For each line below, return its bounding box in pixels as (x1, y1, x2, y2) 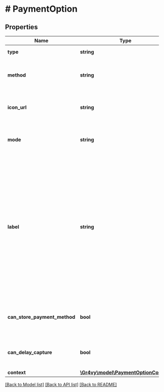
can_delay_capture (7, 349, 52, 355)
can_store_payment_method (7, 314, 76, 320)
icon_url (7, 104, 27, 111)
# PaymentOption (5, 3, 78, 15)
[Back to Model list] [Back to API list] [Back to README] (5, 382, 117, 387)
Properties (5, 23, 38, 31)
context (7, 369, 26, 376)
